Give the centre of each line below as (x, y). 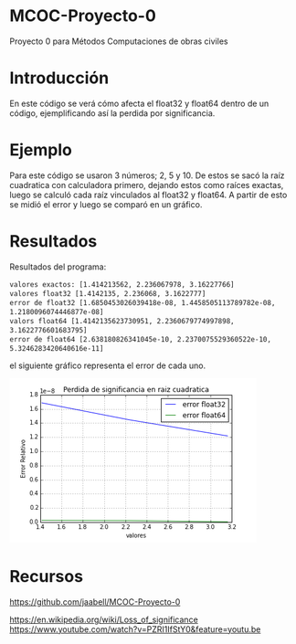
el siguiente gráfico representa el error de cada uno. (108, 365)
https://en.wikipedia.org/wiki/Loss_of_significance (104, 619)
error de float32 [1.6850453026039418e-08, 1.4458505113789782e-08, (143, 302)
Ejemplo (41, 150)
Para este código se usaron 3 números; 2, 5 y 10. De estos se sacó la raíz (147, 175)
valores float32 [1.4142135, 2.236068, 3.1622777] (108, 293)
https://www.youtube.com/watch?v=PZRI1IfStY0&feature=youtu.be (135, 629)
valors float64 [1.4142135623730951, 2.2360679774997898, (122, 321)
